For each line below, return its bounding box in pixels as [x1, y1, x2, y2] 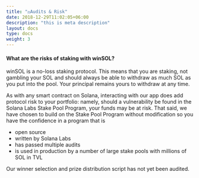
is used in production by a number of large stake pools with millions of [14, 148, 187, 155]
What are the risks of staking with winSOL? [6, 55, 115, 62]
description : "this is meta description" [6, 20, 110, 26]
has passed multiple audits [14, 141, 81, 148]
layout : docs [6, 25, 39, 31]
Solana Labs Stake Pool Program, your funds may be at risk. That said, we [6, 104, 187, 112]
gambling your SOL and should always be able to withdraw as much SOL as [6, 74, 191, 81]
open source [14, 129, 46, 136]
